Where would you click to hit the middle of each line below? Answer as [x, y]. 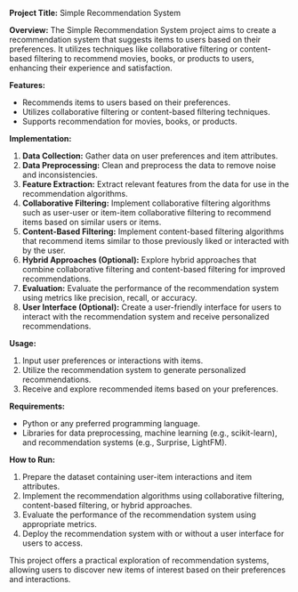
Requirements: [37, 406]
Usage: [23, 343]
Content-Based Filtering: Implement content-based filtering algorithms [153, 231]
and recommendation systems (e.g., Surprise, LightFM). [125, 442]
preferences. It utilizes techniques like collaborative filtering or [124, 49]
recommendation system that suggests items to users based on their [135, 40]
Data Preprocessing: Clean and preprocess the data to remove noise [149, 165]
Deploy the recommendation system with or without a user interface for [153, 534]
